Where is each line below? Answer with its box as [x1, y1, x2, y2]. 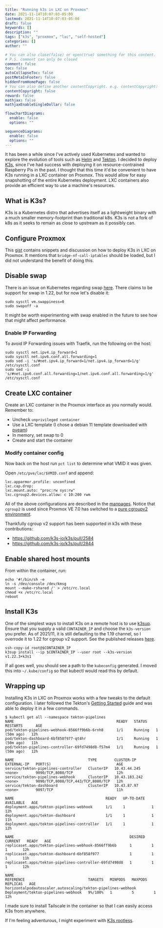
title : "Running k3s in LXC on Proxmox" [5, 7, 89, 12]
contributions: [5, 526, 33, 532]
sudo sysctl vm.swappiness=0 [5, 299, 64, 304]
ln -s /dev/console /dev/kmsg [5, 582, 67, 587]
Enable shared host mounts [5, 555, 90, 563]
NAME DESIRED [5, 834, 145, 839]
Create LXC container [5, 389, 72, 397]
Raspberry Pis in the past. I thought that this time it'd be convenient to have [5, 167, 157, 173]
